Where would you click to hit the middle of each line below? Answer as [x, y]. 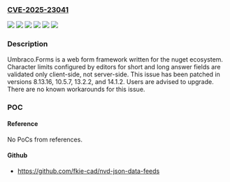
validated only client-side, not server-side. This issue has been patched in [114, 74]
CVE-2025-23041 [38, 10]
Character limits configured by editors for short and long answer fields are [114, 66]
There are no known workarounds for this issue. [76, 89]
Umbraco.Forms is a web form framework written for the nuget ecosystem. [115, 59]
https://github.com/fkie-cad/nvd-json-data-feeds [88, 171]
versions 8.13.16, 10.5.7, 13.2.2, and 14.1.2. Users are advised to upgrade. [111, 81]
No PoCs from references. [45, 139]
